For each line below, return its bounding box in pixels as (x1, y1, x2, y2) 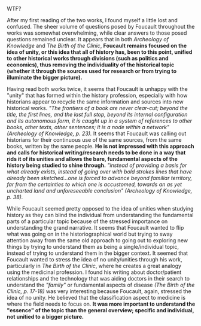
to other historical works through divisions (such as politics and (7, 55, 169, 62)
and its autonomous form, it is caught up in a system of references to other (7, 117, 193, 124)
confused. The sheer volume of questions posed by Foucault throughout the (7, 23, 195, 30)
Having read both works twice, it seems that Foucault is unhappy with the (7, 86, 188, 92)
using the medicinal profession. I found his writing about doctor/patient (7, 269, 182, 276)
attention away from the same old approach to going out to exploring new (7, 237, 188, 244)
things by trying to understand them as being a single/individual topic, (7, 243, 179, 250)
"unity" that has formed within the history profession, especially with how (7, 92, 188, 99)
